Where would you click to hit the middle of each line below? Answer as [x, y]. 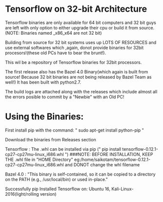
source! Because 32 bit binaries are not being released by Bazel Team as [78, 77]
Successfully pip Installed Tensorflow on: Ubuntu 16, [58, 189]
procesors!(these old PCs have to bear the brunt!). [56, 53]
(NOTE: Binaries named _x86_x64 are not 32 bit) [53, 33]
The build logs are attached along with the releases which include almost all [81, 91]
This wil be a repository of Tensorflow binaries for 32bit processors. [73, 62]
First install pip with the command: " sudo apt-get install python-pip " [74, 130]
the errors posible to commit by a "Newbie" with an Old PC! [65, 97]
